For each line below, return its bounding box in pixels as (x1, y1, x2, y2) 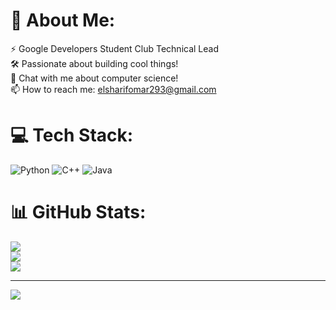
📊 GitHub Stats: (10, 201, 147, 224)
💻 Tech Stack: (10, 124, 134, 147)
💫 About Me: (10, 9, 116, 32)
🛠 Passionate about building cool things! (10, 57, 179, 69)
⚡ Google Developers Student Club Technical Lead (10, 42, 220, 54)
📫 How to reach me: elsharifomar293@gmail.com (10, 83, 217, 95)
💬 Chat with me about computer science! (10, 72, 179, 84)
